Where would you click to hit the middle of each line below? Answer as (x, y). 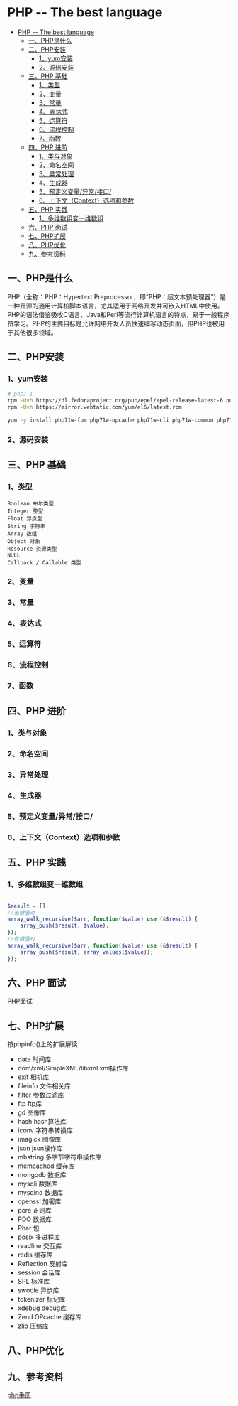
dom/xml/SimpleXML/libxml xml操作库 (73, 1068)
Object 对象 (24, 541)
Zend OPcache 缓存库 (50, 1317)
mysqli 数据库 (38, 1184)
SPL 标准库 (34, 1282)
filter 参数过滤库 (41, 1095)
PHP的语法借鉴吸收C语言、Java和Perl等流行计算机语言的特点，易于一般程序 (119, 314)
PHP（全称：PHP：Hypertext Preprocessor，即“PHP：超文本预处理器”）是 (117, 296)
